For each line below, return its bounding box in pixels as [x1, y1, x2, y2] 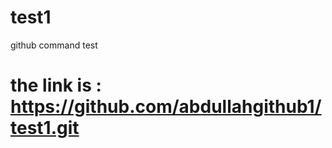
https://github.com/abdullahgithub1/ [10, 96, 322, 118]
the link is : [10, 74, 102, 97]
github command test [10, 39, 98, 51]
